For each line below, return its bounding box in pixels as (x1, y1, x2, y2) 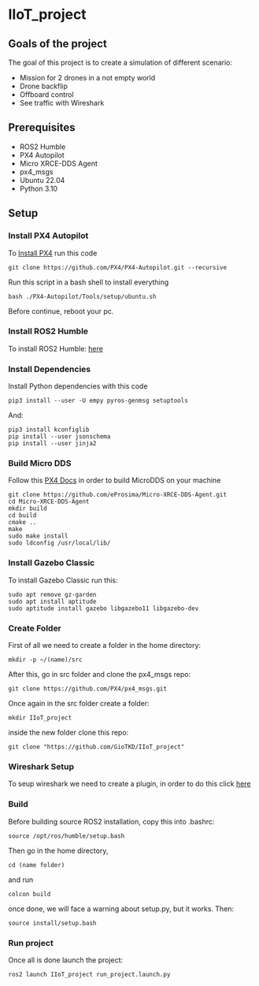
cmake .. (8, 519, 37, 526)
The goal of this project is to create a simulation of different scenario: (8, 58, 233, 67)
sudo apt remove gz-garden (8, 590, 97, 598)
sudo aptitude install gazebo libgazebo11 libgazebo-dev (8, 605, 199, 612)
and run (8, 875, 34, 884)
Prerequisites (8, 121, 76, 135)
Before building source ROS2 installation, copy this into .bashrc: (8, 817, 215, 826)
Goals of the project (8, 37, 108, 50)
